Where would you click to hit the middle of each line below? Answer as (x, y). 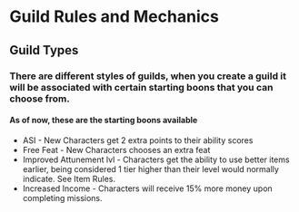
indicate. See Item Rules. (69, 178)
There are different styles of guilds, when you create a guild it (148, 76)
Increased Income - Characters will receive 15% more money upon (147, 188)
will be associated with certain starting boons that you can (141, 87)
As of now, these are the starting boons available (104, 120)
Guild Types (44, 50)
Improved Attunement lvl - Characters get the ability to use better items (156, 159)
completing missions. (62, 198)
